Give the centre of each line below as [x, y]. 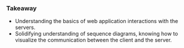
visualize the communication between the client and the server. [94, 40]
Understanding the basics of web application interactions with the [97, 21]
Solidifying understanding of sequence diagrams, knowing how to [97, 34]
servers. [25, 27]
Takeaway [22, 8]
